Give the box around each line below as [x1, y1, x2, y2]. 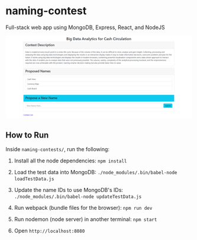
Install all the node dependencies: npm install [14, 157, 127, 164]
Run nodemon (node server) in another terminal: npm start [14, 216, 157, 223]
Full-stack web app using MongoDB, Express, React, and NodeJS [5, 24, 165, 31]
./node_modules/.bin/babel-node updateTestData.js [14, 194, 142, 200]
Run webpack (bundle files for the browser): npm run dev [14, 204, 153, 212]
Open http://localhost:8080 [14, 227, 85, 235]
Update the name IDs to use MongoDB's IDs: [14, 187, 124, 194]
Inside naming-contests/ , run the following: [5, 146, 110, 153]
